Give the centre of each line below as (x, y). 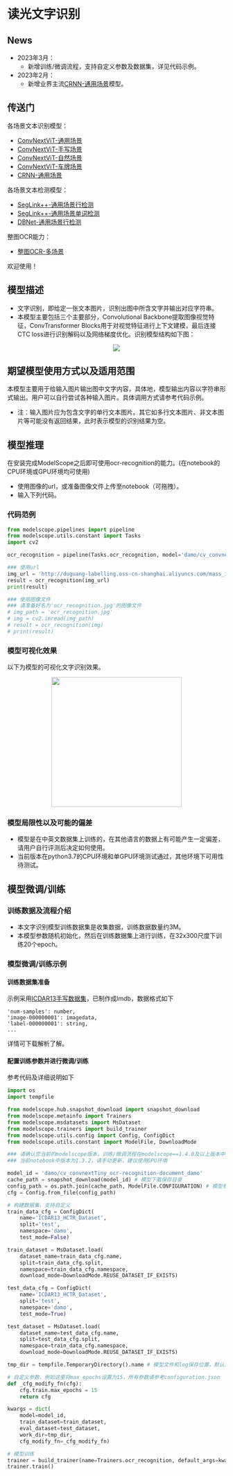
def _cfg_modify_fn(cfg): (44, 1384)
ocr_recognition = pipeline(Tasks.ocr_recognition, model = (94, 555)
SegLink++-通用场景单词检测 (59, 213)
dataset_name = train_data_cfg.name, (71, 1256)
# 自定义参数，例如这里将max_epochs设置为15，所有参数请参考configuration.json (114, 1377)
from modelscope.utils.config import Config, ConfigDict (91, 1135)
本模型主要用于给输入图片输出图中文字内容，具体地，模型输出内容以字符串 (113, 389)
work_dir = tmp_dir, (46, 1435)
